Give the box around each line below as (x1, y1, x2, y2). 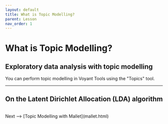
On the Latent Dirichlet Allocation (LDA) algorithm (5, 95, 163, 103)
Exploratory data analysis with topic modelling (5, 62, 153, 71)
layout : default (5, 7, 39, 12)
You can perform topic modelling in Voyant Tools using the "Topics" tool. (5, 76, 155, 82)
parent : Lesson (5, 16, 37, 21)
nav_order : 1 (5, 21, 32, 26)
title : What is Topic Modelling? (5, 12, 75, 17)
